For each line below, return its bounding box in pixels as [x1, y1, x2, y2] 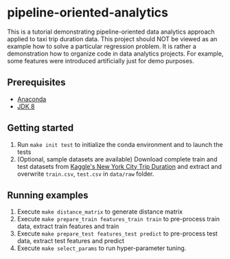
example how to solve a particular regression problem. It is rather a [7, 42, 197, 50]
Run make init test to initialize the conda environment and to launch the [16, 140, 223, 148]
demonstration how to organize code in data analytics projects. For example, [7, 49, 224, 58]
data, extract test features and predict [16, 237, 125, 245]
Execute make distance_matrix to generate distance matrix [16, 207, 183, 216]
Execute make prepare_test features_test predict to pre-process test [16, 229, 218, 238]
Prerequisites [7, 77, 66, 89]
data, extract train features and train [16, 222, 119, 231]
